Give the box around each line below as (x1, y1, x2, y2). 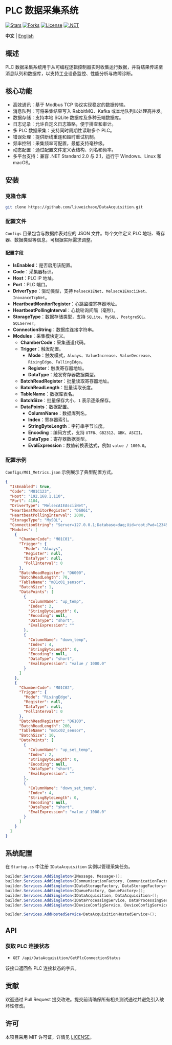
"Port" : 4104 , (10, 498, 40, 503)
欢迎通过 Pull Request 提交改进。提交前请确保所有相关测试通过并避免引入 (5, 996, 160, 1002)
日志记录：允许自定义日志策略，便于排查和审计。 (12, 120, 116, 127)
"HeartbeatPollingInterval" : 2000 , (10, 513, 86, 518)
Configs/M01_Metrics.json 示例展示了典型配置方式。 (5, 469, 116, 475)
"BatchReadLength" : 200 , (18, 723, 72, 728)
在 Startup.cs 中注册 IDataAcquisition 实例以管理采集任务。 (5, 863, 133, 870)
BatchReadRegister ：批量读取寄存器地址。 (20, 378, 112, 384)
